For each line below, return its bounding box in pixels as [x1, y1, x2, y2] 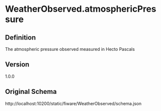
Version [5, 60, 29, 69]
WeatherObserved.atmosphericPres [5, 3, 157, 15]
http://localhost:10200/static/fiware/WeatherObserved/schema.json [5, 100, 142, 106]
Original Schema [5, 88, 57, 96]
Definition [5, 33, 36, 42]
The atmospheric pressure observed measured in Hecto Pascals [5, 46, 135, 52]
